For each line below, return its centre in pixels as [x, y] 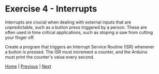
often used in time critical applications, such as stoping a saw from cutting [79, 32]
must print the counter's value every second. [50, 57]
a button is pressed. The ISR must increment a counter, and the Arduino [76, 52]
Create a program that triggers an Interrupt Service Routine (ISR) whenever [80, 47]
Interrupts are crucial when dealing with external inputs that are [68, 22]
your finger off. [20, 37]
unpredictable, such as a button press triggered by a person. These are [76, 27]
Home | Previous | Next [28, 66]
